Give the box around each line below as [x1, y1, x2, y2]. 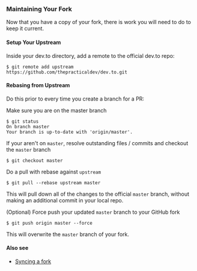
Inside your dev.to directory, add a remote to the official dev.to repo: [6, 52, 175, 59]
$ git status [6, 118, 39, 125]
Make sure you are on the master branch [6, 107, 107, 114]
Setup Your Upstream [6, 39, 61, 46]
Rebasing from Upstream [6, 82, 70, 89]
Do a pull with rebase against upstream [6, 168, 101, 175]
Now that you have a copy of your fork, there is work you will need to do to [6, 19, 191, 26]
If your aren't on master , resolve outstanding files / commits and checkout [6, 139, 189, 146]
